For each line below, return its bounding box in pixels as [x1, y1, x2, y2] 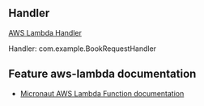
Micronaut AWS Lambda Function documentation [19, 88, 185, 98]
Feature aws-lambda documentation [8, 67, 197, 81]
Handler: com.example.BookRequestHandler [8, 44, 156, 53]
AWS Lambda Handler [8, 28, 83, 37]
